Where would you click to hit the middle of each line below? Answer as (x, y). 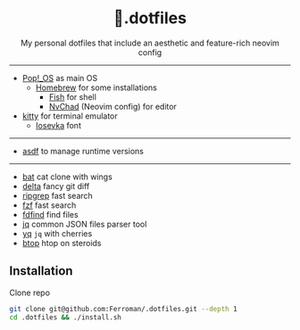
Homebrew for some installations (96, 87)
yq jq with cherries (57, 233)
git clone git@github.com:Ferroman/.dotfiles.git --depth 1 (124, 309)
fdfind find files (50, 214)
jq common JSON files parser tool (84, 224)
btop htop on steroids (62, 243)
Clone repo (30, 293)
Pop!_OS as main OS (60, 78)
